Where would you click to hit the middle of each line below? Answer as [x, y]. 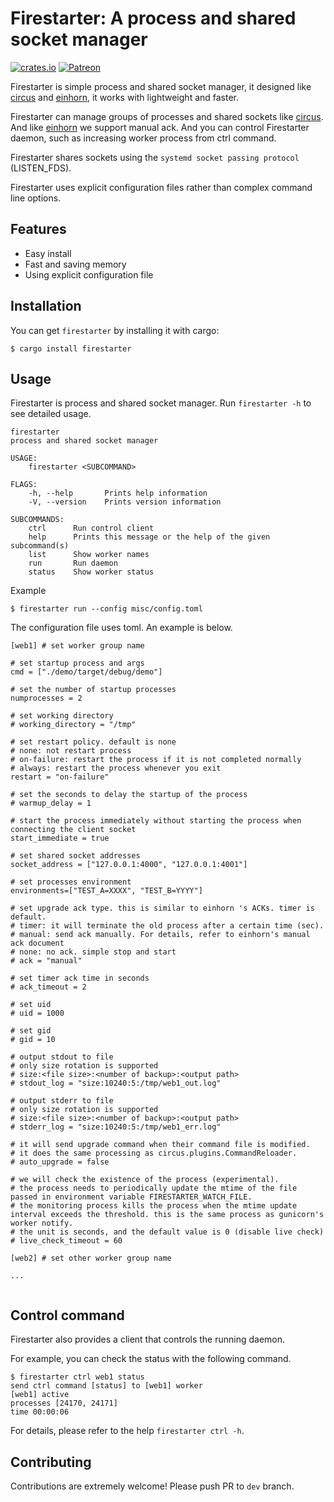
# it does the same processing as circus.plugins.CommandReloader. [154, 1153]
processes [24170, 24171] [64, 1403]
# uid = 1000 [37, 1013]
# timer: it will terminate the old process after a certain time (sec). [167, 926]
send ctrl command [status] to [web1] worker [106, 1386]
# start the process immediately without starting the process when [156, 821]
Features [38, 229]
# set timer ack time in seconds [80, 978]
